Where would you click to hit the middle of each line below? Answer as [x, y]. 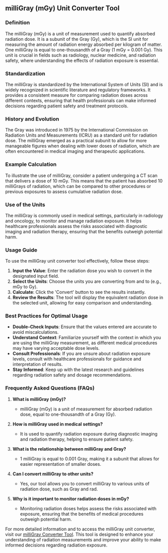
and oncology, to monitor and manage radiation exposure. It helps [73, 221]
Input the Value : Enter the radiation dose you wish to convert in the [82, 271]
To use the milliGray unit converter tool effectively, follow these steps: [77, 261]
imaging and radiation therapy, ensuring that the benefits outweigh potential [84, 231]
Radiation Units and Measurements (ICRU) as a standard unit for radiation [81, 135]
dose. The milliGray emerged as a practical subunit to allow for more [76, 141]
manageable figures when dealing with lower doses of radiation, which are [82, 146]
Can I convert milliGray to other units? [53, 474]
